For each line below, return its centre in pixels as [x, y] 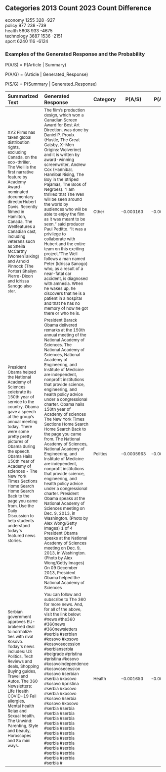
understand [19, 526]
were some [19, 432]
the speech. [19, 451]
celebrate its [20, 392]
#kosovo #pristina [62, 684]
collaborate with [60, 239]
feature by [18, 177]
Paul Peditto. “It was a [65, 229]
